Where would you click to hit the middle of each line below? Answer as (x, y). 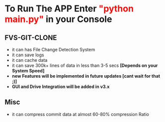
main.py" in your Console (58, 19)
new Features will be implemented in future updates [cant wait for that (86, 76)
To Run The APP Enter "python (69, 9)
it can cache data (30, 60)
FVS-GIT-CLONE (31, 38)
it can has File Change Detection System (53, 50)
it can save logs (28, 55)
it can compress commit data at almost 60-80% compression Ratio (81, 114)
